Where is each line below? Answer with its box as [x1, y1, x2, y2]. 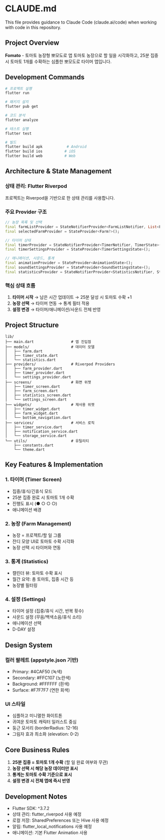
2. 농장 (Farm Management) [5, 520, 72, 527]
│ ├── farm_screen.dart [5, 388, 58, 393]
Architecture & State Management [5, 167, 112, 175]
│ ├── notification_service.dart [5, 429, 78, 434]
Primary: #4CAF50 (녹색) [12, 669, 62, 675]
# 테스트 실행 [5, 126, 29, 131]
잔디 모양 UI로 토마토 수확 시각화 [12, 538, 75, 544]
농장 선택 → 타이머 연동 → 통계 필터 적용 [12, 300, 90, 306]
